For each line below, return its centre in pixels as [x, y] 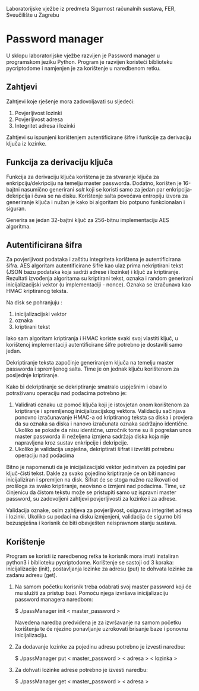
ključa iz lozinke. [26, 143]
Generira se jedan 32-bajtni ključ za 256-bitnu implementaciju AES [88, 220]
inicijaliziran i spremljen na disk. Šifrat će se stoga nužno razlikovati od [92, 480]
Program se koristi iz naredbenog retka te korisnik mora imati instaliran [93, 556]
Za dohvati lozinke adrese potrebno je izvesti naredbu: [81, 670]
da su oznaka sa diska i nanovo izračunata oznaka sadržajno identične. [102, 424]
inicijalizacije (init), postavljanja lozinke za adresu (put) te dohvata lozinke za [99, 569]
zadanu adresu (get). [32, 575]
